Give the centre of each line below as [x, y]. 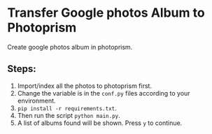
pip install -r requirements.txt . [67, 108]
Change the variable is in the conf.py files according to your [104, 93]
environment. [36, 100]
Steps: [22, 69]
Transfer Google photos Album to [106, 13]
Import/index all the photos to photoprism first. [85, 86]
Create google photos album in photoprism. [70, 47]
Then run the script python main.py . [69, 115]
